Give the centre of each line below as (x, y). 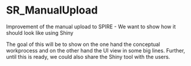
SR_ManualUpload (52, 10)
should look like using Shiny (40, 32)
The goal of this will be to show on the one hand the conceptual (83, 44)
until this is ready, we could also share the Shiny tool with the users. (88, 57)
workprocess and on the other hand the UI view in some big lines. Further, (95, 50)
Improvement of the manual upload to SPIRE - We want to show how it (91, 27)
